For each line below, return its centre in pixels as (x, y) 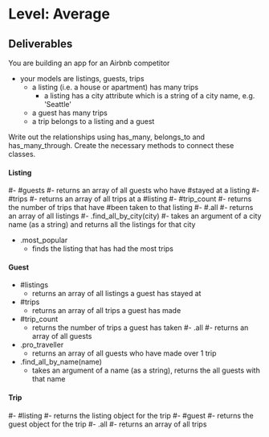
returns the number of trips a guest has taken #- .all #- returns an (140, 328)
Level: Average (59, 14)
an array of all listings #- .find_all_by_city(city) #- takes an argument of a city (135, 216)
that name (49, 379)
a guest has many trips (70, 113)
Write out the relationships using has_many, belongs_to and (107, 137)
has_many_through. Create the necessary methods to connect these (121, 145)
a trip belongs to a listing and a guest (93, 121)
